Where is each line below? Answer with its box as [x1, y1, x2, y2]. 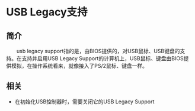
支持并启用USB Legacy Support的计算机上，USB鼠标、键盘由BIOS [21, 55, 184, 62]
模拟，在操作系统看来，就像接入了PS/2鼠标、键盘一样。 [11, 63, 148, 69]
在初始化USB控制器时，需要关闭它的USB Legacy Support [14, 98, 155, 105]
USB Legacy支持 [6, 5, 88, 19]
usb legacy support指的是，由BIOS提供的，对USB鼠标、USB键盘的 [17, 48, 180, 54]
